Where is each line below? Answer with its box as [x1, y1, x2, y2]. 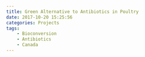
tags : [6, 25, 20, 31]
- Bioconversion [17, 31, 57, 37]
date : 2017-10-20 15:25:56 [6, 14, 73, 20]
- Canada [17, 42, 38, 48]
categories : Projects [6, 20, 60, 26]
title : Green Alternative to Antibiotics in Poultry [6, 8, 139, 15]
